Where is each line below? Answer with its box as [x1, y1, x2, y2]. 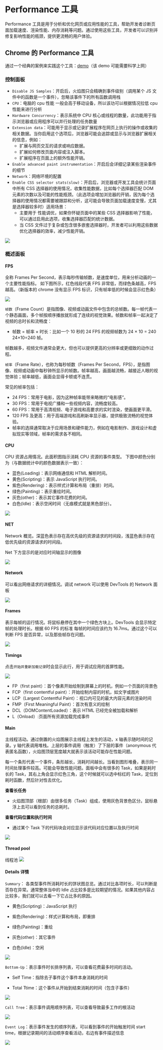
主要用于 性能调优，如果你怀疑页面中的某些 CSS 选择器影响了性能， [19, 210, 155, 216]
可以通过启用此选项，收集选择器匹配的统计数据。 [19, 216, 117, 222]
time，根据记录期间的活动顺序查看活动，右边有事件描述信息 [5, 1030, 125, 1035]
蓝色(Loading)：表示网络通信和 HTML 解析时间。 [12, 470, 110, 476]
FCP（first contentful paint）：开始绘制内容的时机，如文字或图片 [12, 689, 140, 695]
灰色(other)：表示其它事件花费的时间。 [12, 495, 90, 500]
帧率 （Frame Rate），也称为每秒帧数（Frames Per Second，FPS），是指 [5, 362, 147, 367]
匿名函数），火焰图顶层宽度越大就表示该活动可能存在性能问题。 [9, 748, 135, 755]
